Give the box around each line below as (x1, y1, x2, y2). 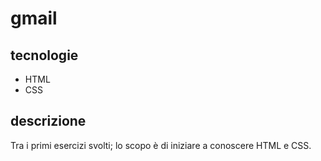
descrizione (10, 113, 87, 130)
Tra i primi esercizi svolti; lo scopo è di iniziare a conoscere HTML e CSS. (10, 139, 312, 151)
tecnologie (10, 47, 79, 64)
